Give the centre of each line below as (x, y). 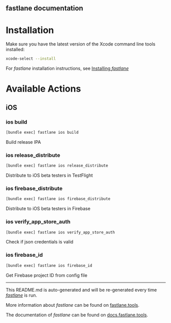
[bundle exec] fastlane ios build (42, 133)
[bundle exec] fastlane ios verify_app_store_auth (60, 232)
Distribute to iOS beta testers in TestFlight (49, 175)
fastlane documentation (44, 8)
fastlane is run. (22, 295)
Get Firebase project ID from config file (47, 275)
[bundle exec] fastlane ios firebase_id (49, 265)
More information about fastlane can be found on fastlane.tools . (73, 305)
